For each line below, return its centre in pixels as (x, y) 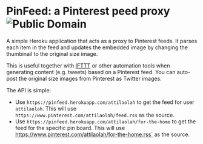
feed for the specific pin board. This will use (70, 128)
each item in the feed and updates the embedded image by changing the (97, 47)
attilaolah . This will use (46, 108)
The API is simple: (29, 90)
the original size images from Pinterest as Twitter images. (90, 78)
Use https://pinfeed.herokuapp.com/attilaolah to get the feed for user (105, 102)
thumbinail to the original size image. (52, 53)
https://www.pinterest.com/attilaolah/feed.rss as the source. (95, 115)
